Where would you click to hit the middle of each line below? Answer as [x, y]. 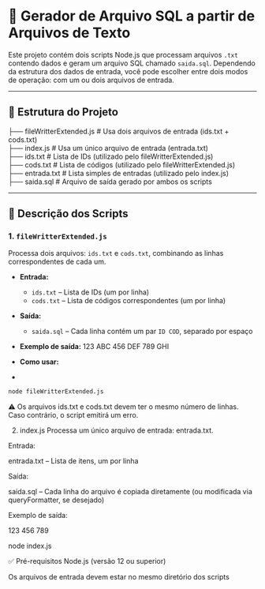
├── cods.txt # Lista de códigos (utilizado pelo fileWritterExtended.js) [122, 164]
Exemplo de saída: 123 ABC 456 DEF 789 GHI [94, 347]
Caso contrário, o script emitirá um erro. [73, 415]
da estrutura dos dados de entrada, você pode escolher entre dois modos [128, 71]
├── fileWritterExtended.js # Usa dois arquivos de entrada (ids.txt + [119, 131]
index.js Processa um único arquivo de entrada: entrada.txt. [117, 430]
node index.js [30, 546]
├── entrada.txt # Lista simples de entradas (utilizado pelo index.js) [119, 173]
